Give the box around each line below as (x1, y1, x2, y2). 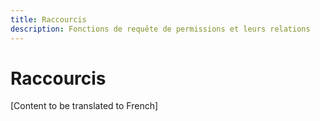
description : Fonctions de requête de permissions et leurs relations (10, 24, 311, 34)
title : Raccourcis (10, 14, 87, 25)
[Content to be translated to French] (10, 100, 159, 112)
